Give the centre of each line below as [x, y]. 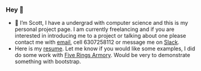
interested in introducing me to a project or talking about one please [100, 36]
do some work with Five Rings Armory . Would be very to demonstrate [102, 55]
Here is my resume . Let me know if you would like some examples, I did [105, 49]
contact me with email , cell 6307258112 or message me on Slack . [97, 42]
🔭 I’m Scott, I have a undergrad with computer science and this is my [101, 23]
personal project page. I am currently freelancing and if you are [94, 29]
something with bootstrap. [48, 62]
